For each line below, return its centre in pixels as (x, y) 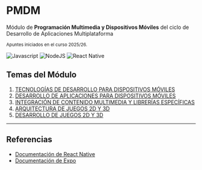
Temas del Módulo (41, 75)
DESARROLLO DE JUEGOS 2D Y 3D (59, 115)
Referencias (29, 140)
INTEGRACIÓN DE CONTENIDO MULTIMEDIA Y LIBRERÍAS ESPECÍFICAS (105, 102)
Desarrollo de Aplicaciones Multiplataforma (60, 33)
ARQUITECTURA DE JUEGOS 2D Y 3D (62, 109)
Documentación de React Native (55, 154)
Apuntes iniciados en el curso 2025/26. (47, 45)
